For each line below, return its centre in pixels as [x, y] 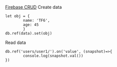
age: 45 [31, 25]
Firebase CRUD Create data [34, 7]
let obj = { [17, 16]
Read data [16, 42]
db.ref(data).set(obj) [29, 33]
